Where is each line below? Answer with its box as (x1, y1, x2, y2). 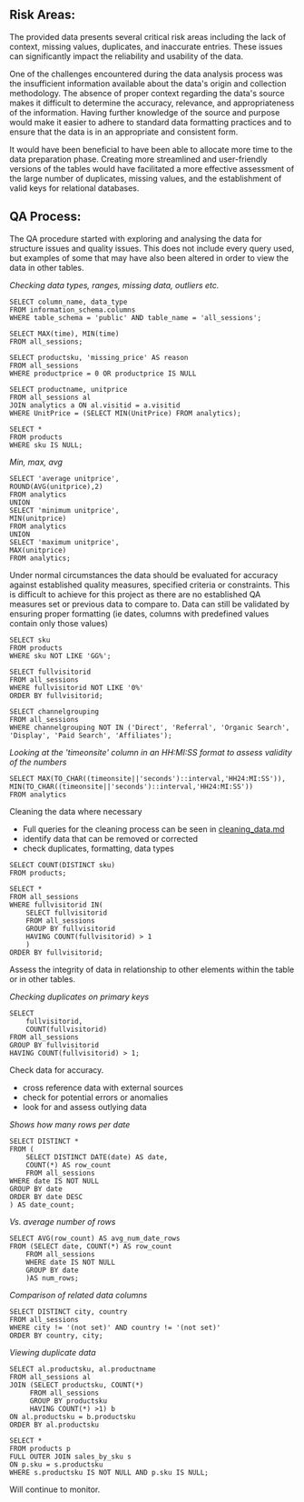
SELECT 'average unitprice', (9, 474, 120, 483)
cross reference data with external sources (22, 1082, 184, 1093)
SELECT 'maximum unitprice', (9, 537, 120, 546)
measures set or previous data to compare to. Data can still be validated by (9, 598, 290, 609)
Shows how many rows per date (9, 1118, 131, 1130)
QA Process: (9, 209, 82, 225)
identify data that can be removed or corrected (22, 833, 198, 844)
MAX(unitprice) (9, 546, 67, 555)
